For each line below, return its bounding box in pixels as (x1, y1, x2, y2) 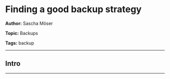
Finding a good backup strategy (5, 4, 142, 15)
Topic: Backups (5, 30, 38, 36)
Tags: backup (5, 39, 34, 46)
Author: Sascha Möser (5, 20, 53, 26)
